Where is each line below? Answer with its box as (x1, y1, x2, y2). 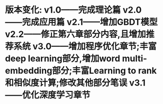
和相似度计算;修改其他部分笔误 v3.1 (5, 77, 146, 88)
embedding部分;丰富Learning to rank (5, 65, 157, 76)
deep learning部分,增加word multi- (5, 53, 147, 64)
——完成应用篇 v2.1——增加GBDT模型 (5, 17, 158, 28)
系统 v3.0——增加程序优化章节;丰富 (14, 41, 157, 52)
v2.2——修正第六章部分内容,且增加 (5, 29, 146, 40)
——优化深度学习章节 (5, 89, 91, 101)
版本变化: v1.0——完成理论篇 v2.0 (5, 4, 142, 16)
